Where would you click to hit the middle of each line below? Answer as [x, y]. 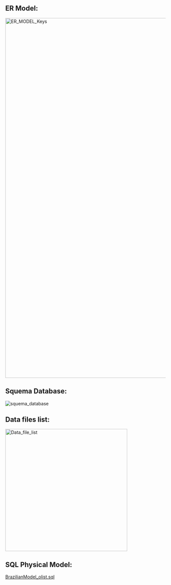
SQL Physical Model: [39, 564]
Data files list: [27, 420]
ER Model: [22, 8]
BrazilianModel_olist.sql [30, 577]
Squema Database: [36, 391]
